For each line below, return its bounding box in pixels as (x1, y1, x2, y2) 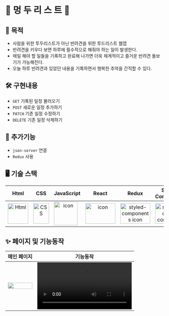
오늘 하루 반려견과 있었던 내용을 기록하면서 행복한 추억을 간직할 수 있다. (12, 66, 152, 71)
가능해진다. (22, 59, 44, 65)
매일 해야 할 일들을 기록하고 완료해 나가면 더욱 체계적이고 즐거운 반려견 (12, 53, 151, 59)
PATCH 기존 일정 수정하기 (12, 110, 60, 116)
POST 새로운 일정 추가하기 (12, 104, 62, 110)
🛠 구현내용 (5, 81, 38, 90)
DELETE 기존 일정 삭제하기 (12, 116, 63, 123)
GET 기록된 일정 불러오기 (12, 98, 60, 104)
